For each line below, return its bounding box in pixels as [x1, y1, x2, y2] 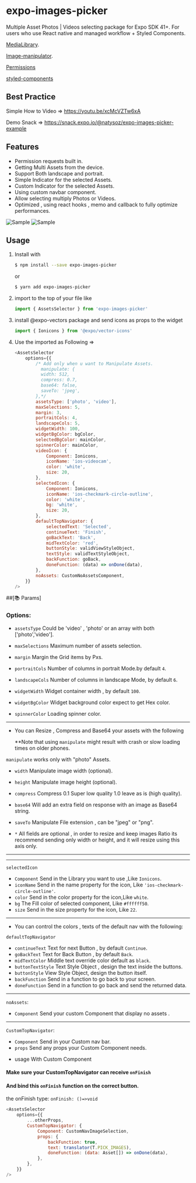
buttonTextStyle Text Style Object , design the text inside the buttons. [14, 963, 183, 970]
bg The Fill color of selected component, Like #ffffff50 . [14, 899, 149, 907]
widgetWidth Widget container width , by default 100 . [14, 687, 141, 694]
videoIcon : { [36, 447, 68, 454]
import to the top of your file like [14, 295, 92, 302]
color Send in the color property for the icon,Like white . [14, 894, 149, 901]
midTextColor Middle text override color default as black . [14, 957, 151, 964]
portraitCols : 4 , [36, 415, 78, 421]
